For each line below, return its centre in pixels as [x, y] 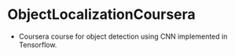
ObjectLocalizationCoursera [101, 15]
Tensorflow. [38, 44]
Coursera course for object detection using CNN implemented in [123, 36]
